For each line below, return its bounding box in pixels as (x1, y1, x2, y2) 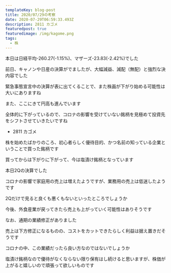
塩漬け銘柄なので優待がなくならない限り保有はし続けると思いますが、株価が (5, 256, 166, 262)
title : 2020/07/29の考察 (5, 12, 56, 17)
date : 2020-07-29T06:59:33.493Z (5, 17, 74, 22)
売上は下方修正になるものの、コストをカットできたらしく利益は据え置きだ (5, 228, 161, 234)
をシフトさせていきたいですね (5, 118, 68, 124)
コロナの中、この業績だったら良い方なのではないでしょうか (5, 245, 130, 251)
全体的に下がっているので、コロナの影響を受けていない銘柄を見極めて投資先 (5, 111, 165, 117)
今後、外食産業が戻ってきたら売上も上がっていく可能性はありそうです (5, 206, 152, 212)
